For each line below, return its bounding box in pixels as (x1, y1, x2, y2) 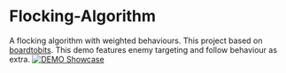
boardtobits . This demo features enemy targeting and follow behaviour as (9, 44, 277, 55)
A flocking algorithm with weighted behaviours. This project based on (9, 35, 263, 46)
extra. (9, 54, 31, 64)
